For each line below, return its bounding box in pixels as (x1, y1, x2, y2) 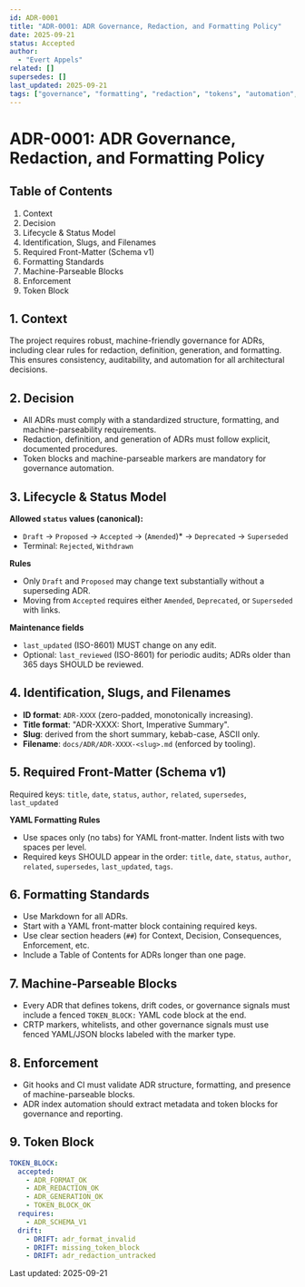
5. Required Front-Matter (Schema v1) (9, 764, 227, 781)
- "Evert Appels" (17, 55, 84, 64)
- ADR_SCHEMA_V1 (25, 1217, 88, 1226)
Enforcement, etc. (22, 940, 90, 951)
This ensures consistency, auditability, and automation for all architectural (9, 355, 285, 366)
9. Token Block (9, 1135, 94, 1150)
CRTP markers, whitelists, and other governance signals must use (22, 1019, 270, 1030)
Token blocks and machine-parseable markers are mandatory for (22, 453, 267, 464)
